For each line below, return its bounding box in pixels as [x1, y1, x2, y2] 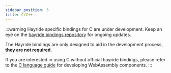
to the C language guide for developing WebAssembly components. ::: [5, 62, 153, 68]
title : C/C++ [5, 12, 33, 17]
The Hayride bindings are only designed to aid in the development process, [5, 41, 163, 47]
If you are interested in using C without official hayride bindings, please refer [5, 56, 166, 62]
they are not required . [5, 47, 52, 53]
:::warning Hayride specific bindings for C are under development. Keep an [5, 26, 162, 32]
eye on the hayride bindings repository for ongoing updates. [5, 31, 131, 38]
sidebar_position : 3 [5, 7, 49, 13]
